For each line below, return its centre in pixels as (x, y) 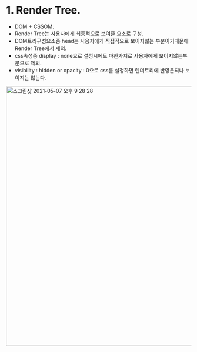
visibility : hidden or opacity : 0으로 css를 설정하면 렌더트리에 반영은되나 (99, 70)
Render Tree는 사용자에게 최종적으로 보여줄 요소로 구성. (79, 34)
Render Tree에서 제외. (41, 48)
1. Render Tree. (44, 10)
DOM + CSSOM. (34, 26)
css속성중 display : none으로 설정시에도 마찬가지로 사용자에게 (86, 55)
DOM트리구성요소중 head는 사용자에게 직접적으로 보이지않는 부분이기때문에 (102, 41)
